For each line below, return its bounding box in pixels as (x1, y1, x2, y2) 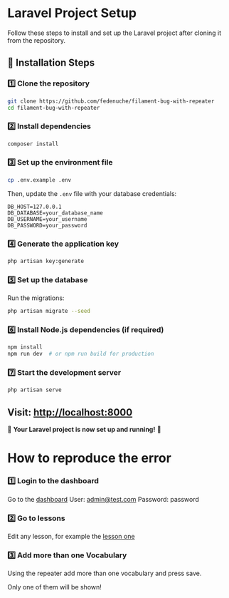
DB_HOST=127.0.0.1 (7, 203, 62, 210)
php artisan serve (7, 386, 62, 393)
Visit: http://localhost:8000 (7, 406, 133, 418)
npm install (7, 344, 43, 351)
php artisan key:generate (7, 258, 84, 265)
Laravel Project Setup (7, 5, 137, 21)
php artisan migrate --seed (7, 308, 91, 315)
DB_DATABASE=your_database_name (7, 209, 103, 217)
